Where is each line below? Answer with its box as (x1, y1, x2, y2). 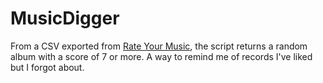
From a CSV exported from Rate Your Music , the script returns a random (10, 40, 308, 52)
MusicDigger (10, 7, 120, 30)
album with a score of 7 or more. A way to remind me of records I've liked (10, 50, 313, 62)
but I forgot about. (10, 61, 85, 73)
